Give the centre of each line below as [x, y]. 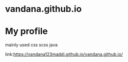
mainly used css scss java [31, 45]
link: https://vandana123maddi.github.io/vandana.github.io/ [64, 54]
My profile [26, 31]
